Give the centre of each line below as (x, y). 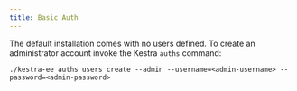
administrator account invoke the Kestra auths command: (116, 53)
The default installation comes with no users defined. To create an (132, 43)
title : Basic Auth (44, 18)
